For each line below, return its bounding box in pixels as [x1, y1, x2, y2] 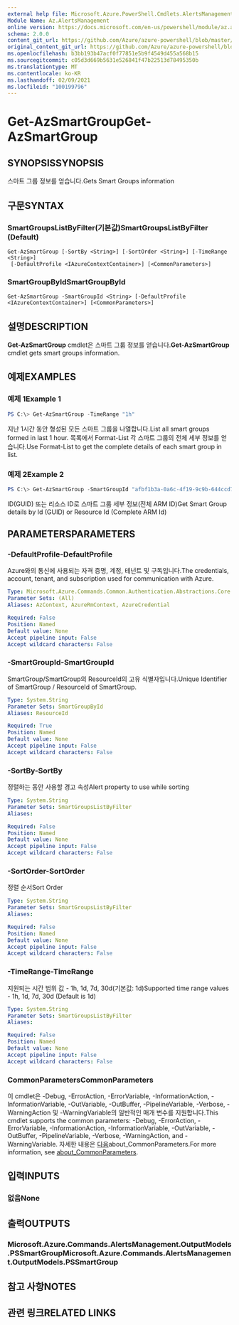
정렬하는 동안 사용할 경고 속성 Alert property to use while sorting [7, 783, 190, 791]
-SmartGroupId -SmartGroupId [7, 658, 115, 667]
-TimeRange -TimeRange [7, 967, 94, 977]
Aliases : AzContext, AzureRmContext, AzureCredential [7, 601, 171, 608]
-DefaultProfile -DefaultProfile [7, 549, 112, 559]
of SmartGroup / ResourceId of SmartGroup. [7, 682, 137, 691]
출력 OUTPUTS [7, 1217, 70, 1230]
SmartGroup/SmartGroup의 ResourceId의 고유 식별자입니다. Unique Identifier [7, 675, 228, 683]
